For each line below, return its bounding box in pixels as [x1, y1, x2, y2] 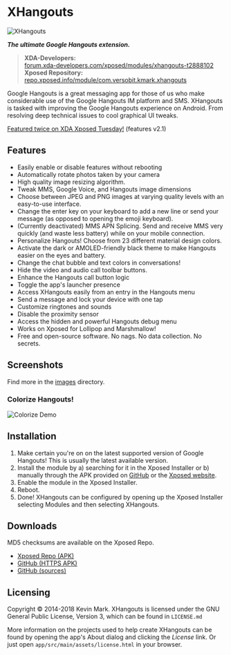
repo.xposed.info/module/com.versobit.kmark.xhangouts [24, 75, 187, 84]
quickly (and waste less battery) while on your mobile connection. [17, 229, 205, 237]
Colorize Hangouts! [7, 395, 74, 404]
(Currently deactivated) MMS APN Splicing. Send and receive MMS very [17, 222, 223, 230]
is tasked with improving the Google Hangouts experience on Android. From [7, 104, 223, 112]
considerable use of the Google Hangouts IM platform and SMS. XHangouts [7, 96, 223, 104]
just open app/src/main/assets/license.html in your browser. [7, 640, 183, 649]
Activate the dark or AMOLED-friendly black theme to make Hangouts [17, 243, 216, 252]
